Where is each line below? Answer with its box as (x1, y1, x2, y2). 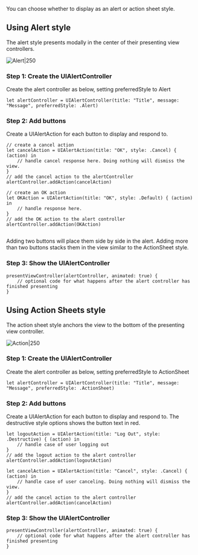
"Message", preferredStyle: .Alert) (6, 103, 98, 109)
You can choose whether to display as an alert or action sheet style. (6, 5, 175, 12)
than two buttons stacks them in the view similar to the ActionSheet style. (6, 244, 189, 251)
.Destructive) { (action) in (6, 436, 80, 442)
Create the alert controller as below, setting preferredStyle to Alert (6, 86, 171, 93)
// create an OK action (6, 190, 66, 196)
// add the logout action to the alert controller (6, 452, 136, 459)
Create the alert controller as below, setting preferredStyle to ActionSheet (6, 368, 190, 375)
